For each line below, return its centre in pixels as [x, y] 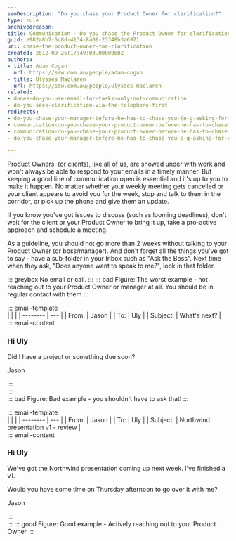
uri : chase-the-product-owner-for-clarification [80, 46]
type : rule [23, 20]
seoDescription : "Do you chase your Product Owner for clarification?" [114, 14]
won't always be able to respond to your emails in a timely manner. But [110, 171]
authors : [20, 60]
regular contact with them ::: [48, 294]
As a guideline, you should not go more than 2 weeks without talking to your [117, 244]
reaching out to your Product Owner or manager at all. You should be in [111, 287]
